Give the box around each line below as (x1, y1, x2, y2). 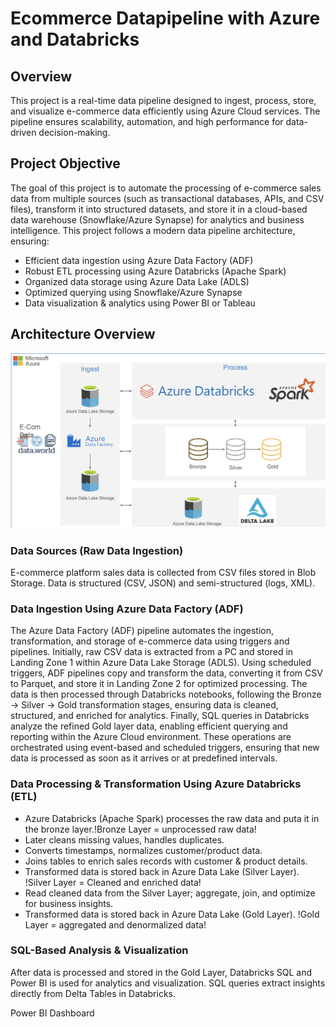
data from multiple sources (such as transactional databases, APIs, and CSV (10, 192, 325, 204)
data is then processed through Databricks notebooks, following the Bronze (10, 688, 322, 701)
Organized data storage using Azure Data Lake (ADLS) (24, 275, 250, 287)
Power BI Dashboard (10, 1007, 95, 1019)
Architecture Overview (10, 326, 156, 343)
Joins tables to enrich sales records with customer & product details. (24, 855, 308, 867)
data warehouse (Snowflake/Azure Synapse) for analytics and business (10, 213, 305, 226)
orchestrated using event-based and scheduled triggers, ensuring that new (10, 742, 320, 754)
